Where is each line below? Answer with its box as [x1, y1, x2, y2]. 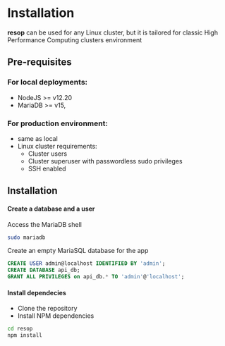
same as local [17, 134, 58, 142]
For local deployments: [7, 78, 88, 87]
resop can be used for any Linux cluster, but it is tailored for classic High [7, 28, 219, 37]
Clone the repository [17, 304, 78, 313]
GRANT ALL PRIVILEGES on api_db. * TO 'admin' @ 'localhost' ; [7, 273, 185, 280]
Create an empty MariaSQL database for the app [7, 247, 149, 255]
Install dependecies [7, 288, 67, 297]
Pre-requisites [7, 56, 72, 68]
